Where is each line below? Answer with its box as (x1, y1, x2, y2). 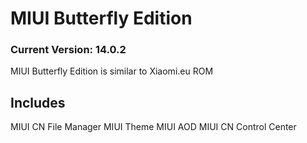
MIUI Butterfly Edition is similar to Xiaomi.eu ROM (10, 65, 214, 77)
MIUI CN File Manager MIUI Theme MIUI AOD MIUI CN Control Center (10, 121, 297, 133)
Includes (10, 94, 66, 111)
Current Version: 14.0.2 (10, 43, 127, 57)
